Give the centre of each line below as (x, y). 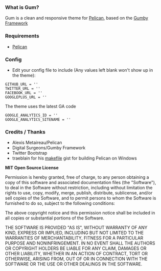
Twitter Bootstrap (30, 153)
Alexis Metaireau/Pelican (37, 143)
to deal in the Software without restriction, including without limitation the (79, 188)
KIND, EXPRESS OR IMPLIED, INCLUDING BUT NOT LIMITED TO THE (74, 233)
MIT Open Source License (32, 168)
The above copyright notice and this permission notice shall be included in (80, 213)
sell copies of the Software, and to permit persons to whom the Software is (81, 198)
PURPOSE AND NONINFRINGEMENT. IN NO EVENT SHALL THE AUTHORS (80, 243)
